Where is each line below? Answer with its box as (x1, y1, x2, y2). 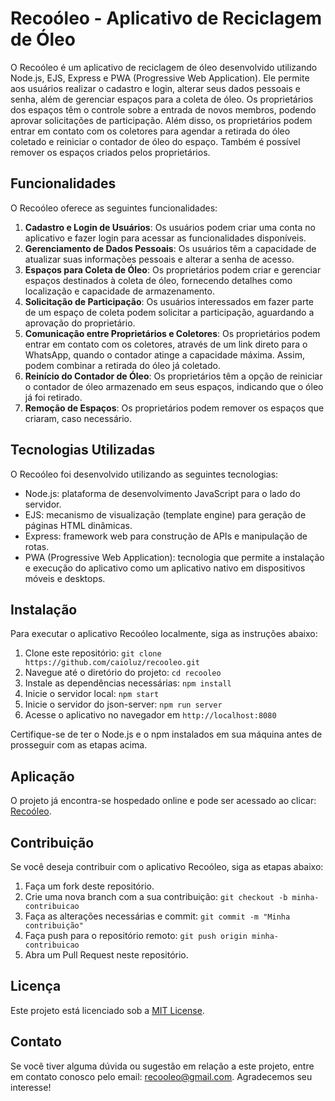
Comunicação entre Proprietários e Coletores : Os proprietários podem (24, 327, 321, 339)
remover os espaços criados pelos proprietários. (10, 146, 211, 158)
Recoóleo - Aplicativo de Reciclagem (10, 7, 322, 30)
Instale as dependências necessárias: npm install (24, 677, 232, 689)
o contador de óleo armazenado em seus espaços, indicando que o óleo (24, 380, 324, 392)
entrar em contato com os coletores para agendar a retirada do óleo (10, 125, 291, 137)
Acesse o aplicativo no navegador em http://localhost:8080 (24, 709, 277, 721)
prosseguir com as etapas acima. (10, 739, 148, 751)
